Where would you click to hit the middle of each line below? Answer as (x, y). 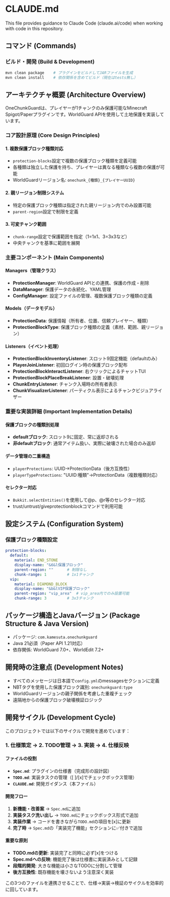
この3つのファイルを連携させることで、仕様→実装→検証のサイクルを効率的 (84, 883)
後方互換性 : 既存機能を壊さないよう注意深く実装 (63, 872)
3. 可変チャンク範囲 (26, 224)
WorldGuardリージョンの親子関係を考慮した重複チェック (72, 693)
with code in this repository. (34, 28)
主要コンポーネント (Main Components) (55, 258)
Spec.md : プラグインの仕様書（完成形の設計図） (62, 771)
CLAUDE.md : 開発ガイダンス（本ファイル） (55, 783)
